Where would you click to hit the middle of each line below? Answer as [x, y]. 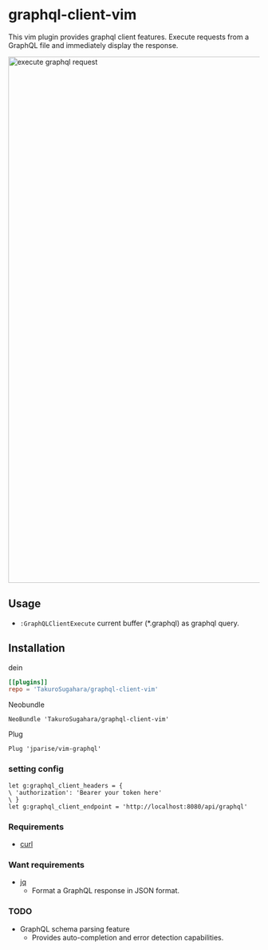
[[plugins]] [28, 682]
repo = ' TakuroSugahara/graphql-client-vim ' [83, 689]
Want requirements [47, 864]
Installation [37, 648]
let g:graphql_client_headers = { [66, 785]
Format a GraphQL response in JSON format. [106, 891]
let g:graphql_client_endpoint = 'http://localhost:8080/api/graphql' [128, 806]
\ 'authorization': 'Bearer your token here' [85, 792]
